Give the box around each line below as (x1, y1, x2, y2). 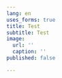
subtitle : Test (6, 29, 50, 36)
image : (6, 36, 25, 42)
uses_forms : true (6, 16, 56, 23)
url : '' (12, 42, 35, 49)
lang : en (6, 10, 31, 17)
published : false (6, 55, 56, 62)
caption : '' (12, 49, 47, 55)
